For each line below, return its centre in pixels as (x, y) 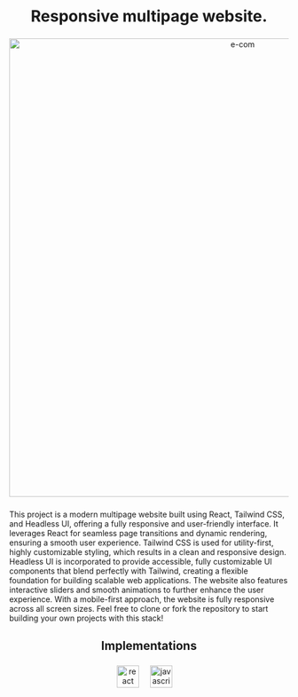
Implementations (149, 646)
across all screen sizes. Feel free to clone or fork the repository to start (139, 609)
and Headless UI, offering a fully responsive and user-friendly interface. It (144, 524)
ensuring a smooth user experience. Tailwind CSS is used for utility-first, (141, 543)
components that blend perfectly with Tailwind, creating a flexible (129, 571)
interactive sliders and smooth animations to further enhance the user (137, 590)
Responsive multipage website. (149, 16)
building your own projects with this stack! (86, 618)
